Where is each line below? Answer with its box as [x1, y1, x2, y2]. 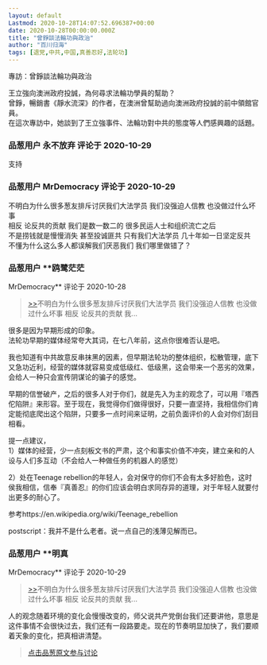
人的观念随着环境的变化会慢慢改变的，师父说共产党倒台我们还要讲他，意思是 [8, 611, 259, 621]
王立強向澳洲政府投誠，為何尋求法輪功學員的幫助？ [8, 88, 176, 98]
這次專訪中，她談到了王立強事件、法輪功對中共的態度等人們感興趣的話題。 [14, 118, 259, 127]
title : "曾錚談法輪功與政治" [8, 33, 94, 42]
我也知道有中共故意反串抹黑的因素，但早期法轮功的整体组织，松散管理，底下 [8, 352, 259, 361]
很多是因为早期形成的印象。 [8, 325, 99, 334]
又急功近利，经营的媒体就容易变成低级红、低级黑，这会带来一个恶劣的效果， [8, 362, 259, 372]
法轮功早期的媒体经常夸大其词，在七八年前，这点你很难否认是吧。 [8, 335, 224, 345]
